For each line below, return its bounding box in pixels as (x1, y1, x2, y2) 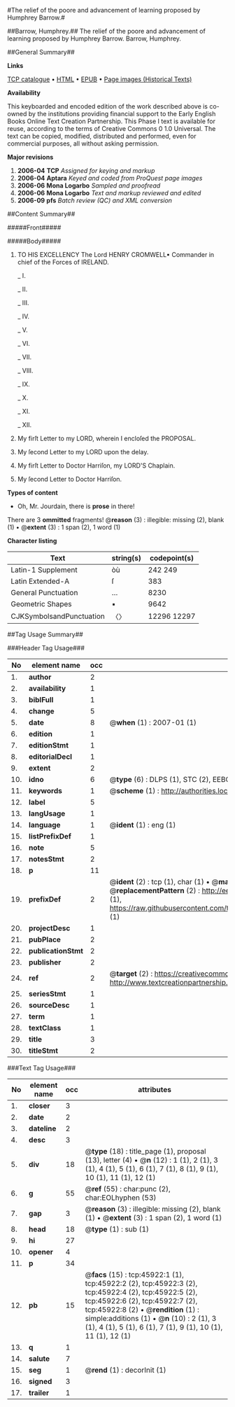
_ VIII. (17, 367, 34, 374)
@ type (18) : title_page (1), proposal (85, 1147, 206, 1156)
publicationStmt (29, 946, 84, 955)
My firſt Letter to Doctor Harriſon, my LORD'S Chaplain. (17, 461, 176, 470)
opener (29, 1247, 54, 1256)
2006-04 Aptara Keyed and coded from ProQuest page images (17, 174, 203, 182)
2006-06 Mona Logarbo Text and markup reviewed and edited (17, 189, 201, 197)
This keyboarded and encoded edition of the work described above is (7, 102, 208, 111)
